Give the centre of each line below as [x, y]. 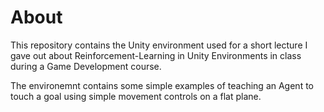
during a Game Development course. [86, 66]
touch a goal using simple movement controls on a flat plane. [136, 96]
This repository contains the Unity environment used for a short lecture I [159, 45]
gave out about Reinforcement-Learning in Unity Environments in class [156, 55]
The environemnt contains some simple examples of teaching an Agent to [162, 85]
